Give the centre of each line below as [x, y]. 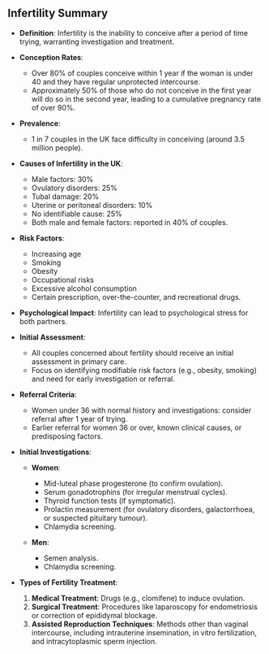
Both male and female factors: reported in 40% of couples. [130, 222]
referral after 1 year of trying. [79, 418]
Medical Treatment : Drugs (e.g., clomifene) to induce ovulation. [138, 598]
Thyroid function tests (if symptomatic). [109, 500]
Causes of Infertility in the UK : [71, 163]
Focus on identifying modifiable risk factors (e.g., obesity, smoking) [144, 370]
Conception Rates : [51, 57]
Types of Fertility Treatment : [68, 582]
